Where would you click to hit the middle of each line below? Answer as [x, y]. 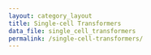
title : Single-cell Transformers [65, 23]
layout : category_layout [50, 16]
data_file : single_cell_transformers [72, 31]
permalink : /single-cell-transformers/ [76, 38]
